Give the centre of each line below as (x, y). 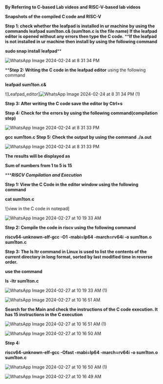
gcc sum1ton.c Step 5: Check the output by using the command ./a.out (78, 137)
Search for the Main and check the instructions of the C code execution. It (81, 309)
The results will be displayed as (38, 156)
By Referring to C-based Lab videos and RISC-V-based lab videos (73, 7)
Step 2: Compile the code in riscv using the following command (71, 227)
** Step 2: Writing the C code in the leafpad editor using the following (75, 70)
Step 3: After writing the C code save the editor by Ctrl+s (64, 104)
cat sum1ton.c (20, 199)
